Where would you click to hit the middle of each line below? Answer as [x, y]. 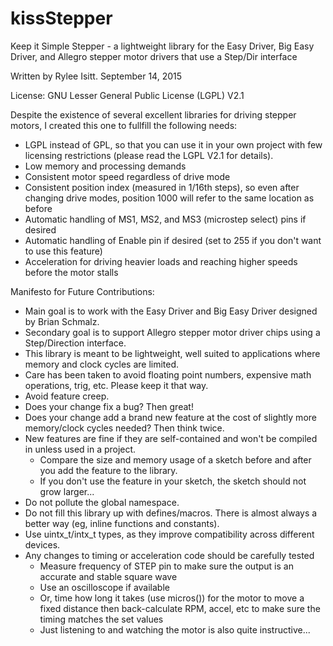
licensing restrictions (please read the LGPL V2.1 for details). [149, 155]
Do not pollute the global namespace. [102, 502]
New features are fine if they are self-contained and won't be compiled [171, 438]
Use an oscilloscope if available [104, 587]
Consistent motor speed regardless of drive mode [127, 176]
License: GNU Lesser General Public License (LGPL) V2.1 [127, 95]
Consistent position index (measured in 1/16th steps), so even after [162, 187]
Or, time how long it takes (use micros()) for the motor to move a [172, 598]
